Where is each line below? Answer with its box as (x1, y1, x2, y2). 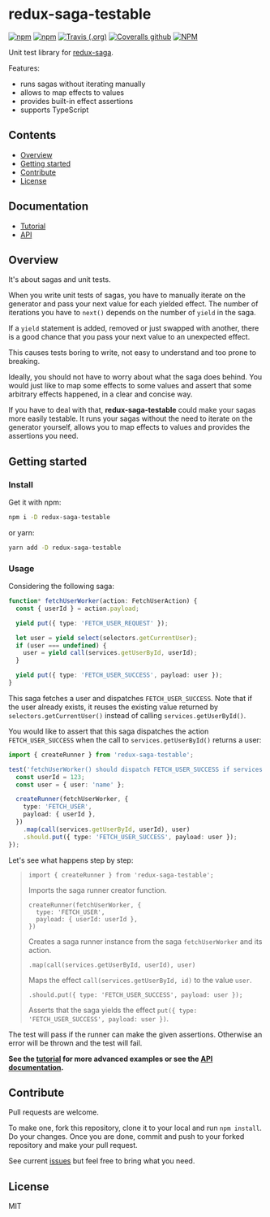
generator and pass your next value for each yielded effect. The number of (8, 299, 259, 309)
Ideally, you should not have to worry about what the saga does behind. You (8, 372, 263, 382)
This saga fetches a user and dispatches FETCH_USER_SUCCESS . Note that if (8, 693, 253, 703)
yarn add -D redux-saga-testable (8, 544, 122, 552)
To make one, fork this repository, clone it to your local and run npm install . (8, 1123, 262, 1133)
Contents (8, 128, 57, 142)
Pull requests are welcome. (8, 1107, 99, 1117)
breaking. (8, 357, 41, 366)
